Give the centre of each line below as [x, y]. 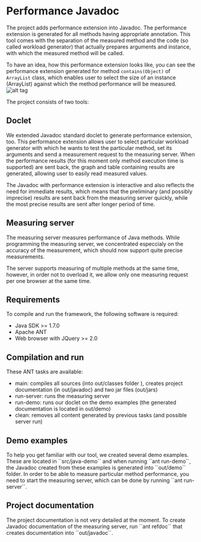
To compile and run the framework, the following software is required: [92, 314]
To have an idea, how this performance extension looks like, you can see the [101, 65]
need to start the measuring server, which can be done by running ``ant [94, 480]
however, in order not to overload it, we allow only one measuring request [97, 275]
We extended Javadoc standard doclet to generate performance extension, [99, 135]
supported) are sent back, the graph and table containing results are [91, 167]
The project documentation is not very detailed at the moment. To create [96, 520]
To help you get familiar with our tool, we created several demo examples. [97, 455]
